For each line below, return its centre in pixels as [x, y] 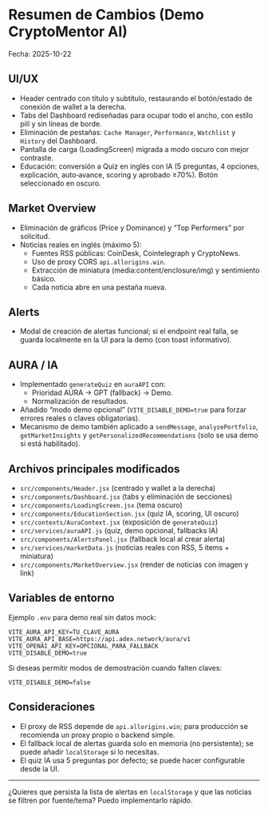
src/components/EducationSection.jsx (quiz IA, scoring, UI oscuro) [129, 514]
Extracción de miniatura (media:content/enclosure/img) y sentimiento [146, 270]
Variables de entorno [61, 598]
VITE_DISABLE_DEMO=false [49, 682]
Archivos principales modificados [94, 469]
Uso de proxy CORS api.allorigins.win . [99, 261]
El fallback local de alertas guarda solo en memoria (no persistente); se [136, 743]
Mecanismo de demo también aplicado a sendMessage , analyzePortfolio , [139, 427]
